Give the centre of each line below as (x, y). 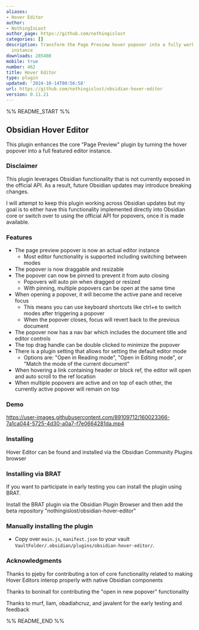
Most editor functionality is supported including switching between (105, 257)
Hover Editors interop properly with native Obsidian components (84, 580)
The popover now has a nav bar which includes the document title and (101, 333)
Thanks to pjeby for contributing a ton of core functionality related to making (99, 574)
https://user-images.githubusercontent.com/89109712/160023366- (88, 417)
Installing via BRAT (34, 474)
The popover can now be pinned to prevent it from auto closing (92, 276)
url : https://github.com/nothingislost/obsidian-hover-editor (84, 89)
